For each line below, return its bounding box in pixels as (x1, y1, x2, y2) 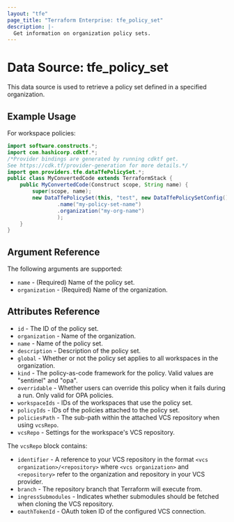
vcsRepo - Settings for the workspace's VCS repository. (17, 428, 175, 436)
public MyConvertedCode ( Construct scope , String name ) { (19, 181, 189, 188)
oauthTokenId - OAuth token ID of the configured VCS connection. (17, 507, 206, 515)
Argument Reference (7, 246, 100, 258)
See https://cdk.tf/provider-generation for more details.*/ (7, 162, 189, 169)
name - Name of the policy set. (17, 339, 103, 348)
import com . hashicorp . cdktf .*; (7, 149, 98, 156)
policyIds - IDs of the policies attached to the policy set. (17, 405, 180, 414)
